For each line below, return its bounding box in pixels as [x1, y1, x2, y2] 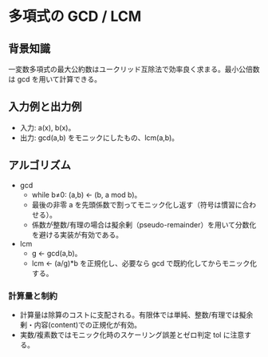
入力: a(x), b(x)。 [19, 122, 76, 132]
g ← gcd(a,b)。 [31, 248, 82, 258]
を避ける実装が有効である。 [31, 230, 124, 239]
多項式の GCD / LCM [8, 7, 142, 26]
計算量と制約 [8, 290, 58, 301]
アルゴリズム [8, 158, 72, 172]
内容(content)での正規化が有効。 [33, 319, 142, 329]
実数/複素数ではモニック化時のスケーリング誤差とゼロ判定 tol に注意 [19, 330, 245, 339]
